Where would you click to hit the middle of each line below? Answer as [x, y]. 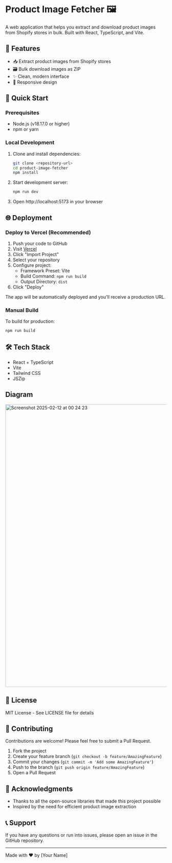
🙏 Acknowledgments [39, 789]
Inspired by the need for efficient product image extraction [74, 807]
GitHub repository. [25, 840]
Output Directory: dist [44, 281]
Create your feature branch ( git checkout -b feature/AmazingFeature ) [87, 756]
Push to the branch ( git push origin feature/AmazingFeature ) [79, 767]
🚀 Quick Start [27, 98]
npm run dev [25, 192]
